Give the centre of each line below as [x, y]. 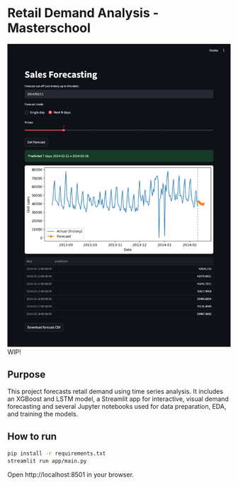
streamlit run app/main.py [47, 461]
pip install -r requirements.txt [57, 454]
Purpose [27, 374]
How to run [32, 436]
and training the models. [43, 414]
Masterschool [49, 28]
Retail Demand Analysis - [83, 13]
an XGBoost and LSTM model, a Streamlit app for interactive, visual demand [118, 399]
